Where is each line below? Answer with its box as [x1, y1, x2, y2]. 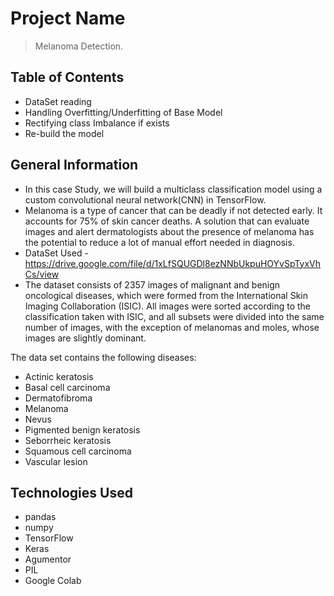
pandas [24, 511, 57, 523]
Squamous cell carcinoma [24, 445, 132, 457]
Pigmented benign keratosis [24, 423, 141, 436]
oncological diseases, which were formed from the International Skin [24, 289, 308, 301]
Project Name [10, 7, 126, 30]
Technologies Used [10, 484, 133, 501]
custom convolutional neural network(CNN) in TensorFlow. [24, 193, 267, 206]
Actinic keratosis [24, 370, 94, 382]
